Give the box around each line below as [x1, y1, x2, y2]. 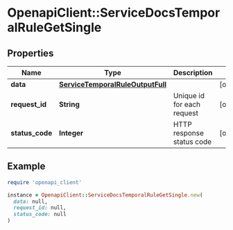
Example [7, 161, 46, 172]
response [173, 129, 205, 138]
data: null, [13, 198, 49, 205]
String [58, 99, 80, 109]
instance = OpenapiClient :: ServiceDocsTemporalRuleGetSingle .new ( [7, 191, 203, 199]
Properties [7, 47, 54, 59]
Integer [58, 129, 84, 138]
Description [173, 68, 213, 77]
